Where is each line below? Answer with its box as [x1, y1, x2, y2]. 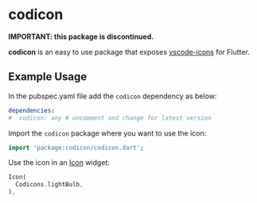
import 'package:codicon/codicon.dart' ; [8, 144, 145, 151]
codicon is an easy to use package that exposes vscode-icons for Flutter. [8, 47, 251, 56]
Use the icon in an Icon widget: [8, 158, 110, 167]
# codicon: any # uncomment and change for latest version [8, 113, 212, 122]
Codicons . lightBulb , [15, 181, 84, 189]
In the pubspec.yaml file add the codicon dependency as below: [8, 91, 217, 101]
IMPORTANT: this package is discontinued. [8, 32, 154, 41]
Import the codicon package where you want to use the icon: [8, 128, 207, 138]
